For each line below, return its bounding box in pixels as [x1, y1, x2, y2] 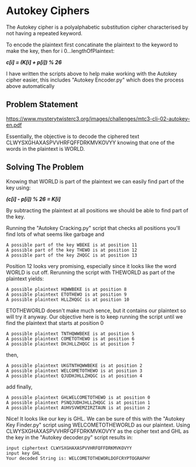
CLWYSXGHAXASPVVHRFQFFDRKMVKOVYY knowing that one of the [6, 139, 175, 146]
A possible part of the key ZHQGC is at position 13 [6, 252, 137, 258]
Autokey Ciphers [6, 4, 90, 18]
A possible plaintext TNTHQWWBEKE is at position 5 [6, 330, 135, 337]
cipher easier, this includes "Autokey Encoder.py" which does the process [6, 76, 184, 83]
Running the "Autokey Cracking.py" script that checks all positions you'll [6, 224, 180, 231]
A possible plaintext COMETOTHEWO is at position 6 [6, 336, 135, 341]
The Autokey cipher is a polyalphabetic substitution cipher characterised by [6, 23, 188, 31]
